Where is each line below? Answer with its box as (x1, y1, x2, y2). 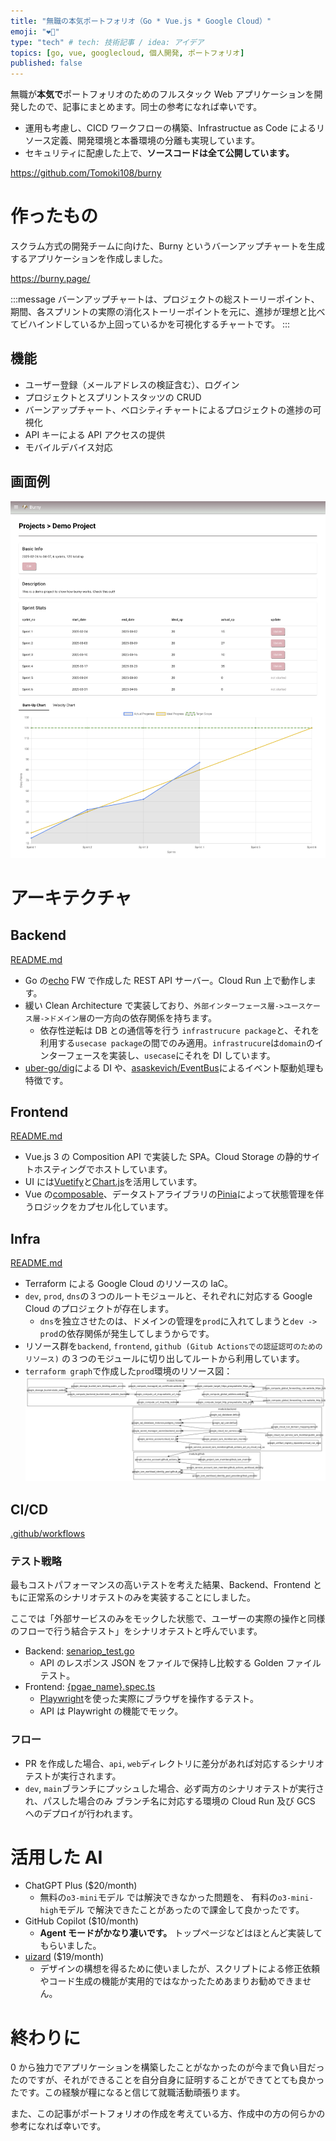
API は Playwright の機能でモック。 (39, 1705, 184, 1717)
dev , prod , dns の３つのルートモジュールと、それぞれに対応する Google (24, 1290, 313, 1302)
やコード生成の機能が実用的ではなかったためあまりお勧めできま (39, 1975, 303, 1987)
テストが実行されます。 (24, 1770, 122, 1782)
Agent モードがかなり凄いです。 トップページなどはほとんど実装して (39, 1927, 323, 1939)
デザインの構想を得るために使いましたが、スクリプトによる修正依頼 (39, 1963, 320, 1975)
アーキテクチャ (10, 886, 133, 909)
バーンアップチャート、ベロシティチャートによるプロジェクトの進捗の (24, 403, 313, 415)
